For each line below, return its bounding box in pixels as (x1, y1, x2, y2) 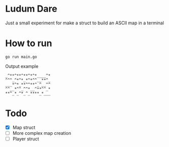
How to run (5, 38, 52, 49)
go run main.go (5, 54, 37, 59)
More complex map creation (12, 130, 72, 136)
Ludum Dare (5, 3, 58, 15)
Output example (5, 63, 39, 69)
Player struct (12, 135, 39, 142)
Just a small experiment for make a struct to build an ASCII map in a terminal (5, 20, 164, 26)
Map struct (12, 124, 35, 130)
